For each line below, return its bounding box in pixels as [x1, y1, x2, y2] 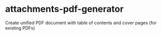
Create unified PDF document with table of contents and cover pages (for [5, 20, 156, 26]
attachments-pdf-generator [5, 3, 124, 15]
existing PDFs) [5, 25, 35, 31]
